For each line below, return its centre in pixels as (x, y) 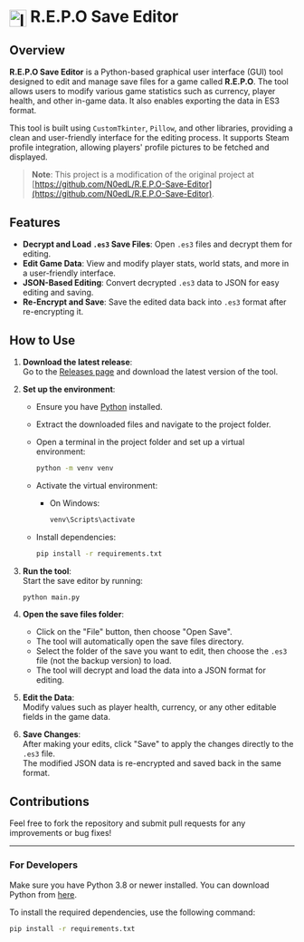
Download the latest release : (77, 362)
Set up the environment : (69, 389)
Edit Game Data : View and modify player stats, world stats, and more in (156, 264)
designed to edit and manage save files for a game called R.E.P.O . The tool (149, 82)
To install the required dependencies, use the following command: (133, 912)
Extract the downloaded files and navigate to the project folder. (153, 424)
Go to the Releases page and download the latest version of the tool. (150, 371)
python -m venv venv (75, 468)
